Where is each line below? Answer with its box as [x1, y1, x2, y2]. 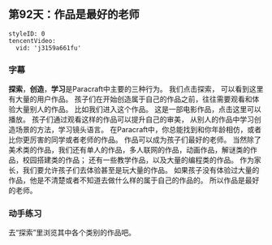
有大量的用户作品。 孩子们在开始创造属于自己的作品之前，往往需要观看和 [8, 94, 253, 104]
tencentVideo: [8, 37, 57, 45]
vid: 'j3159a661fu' [15, 44, 82, 52]
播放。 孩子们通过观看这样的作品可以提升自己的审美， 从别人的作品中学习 [8, 114, 254, 124]
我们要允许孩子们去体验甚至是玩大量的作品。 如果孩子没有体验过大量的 [22, 165, 260, 175]
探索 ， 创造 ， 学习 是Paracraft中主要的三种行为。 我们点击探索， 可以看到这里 [8, 84, 264, 94]
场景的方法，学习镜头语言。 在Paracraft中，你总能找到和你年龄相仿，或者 [15, 125, 262, 135]
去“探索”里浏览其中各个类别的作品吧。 [8, 228, 136, 238]
